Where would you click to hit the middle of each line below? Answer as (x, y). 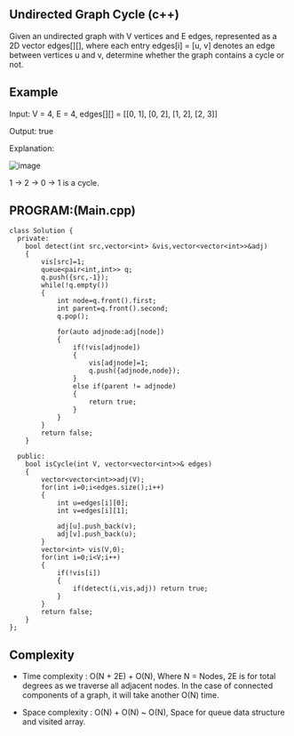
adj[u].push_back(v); (97, 527)
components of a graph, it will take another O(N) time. (120, 695)
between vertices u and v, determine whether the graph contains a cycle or (147, 55)
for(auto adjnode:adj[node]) (111, 332)
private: (33, 239)
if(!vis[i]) (79, 573)
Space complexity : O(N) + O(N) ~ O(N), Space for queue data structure (154, 712)
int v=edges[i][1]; (92, 511)
